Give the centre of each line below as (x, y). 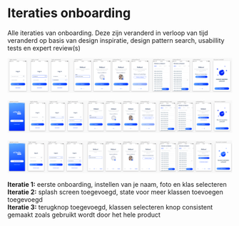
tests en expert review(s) (44, 48)
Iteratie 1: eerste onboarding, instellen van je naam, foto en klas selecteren (117, 185)
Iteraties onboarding (69, 13)
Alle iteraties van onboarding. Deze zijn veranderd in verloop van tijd (108, 33)
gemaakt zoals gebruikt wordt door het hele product (84, 215)
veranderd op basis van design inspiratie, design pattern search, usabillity (116, 40)
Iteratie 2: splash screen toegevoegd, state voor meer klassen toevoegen (115, 192)
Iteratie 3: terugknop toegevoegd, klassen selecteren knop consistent (110, 207)
